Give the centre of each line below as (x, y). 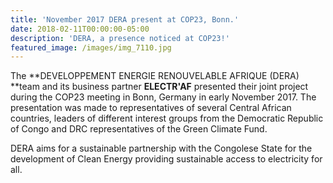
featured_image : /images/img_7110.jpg (91, 47)
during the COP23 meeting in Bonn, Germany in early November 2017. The (163, 97)
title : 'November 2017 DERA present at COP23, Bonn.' (125, 19)
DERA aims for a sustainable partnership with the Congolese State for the (161, 148)
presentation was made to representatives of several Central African (151, 108)
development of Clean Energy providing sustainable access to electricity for (166, 159)
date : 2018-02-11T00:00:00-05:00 (80, 29)
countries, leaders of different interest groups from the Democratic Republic (167, 118)
